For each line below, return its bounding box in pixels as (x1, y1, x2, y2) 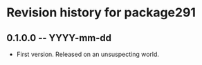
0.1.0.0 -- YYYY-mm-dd (6, 32, 112, 44)
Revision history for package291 (6, 5, 196, 21)
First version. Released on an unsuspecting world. (16, 50, 160, 58)
